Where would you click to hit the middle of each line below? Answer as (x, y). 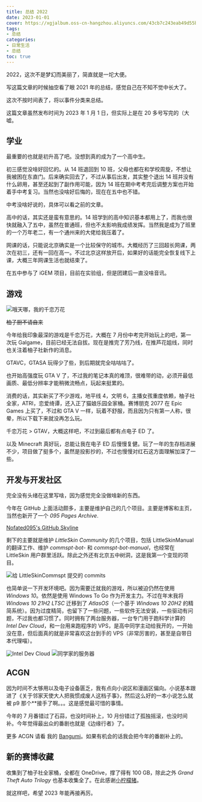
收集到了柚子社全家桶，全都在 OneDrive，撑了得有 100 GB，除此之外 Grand (100, 773)
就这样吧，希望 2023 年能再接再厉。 (51, 793)
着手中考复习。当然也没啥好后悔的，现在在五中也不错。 (75, 192)
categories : (21, 40)
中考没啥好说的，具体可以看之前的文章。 (56, 204)
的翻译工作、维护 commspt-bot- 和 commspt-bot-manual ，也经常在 (91, 548)
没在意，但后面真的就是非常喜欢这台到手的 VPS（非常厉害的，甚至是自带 (96, 633)
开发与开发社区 (34, 479)
